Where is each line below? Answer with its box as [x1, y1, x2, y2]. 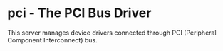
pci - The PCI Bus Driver [7, 5, 152, 21]
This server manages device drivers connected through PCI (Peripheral [7, 28, 217, 37]
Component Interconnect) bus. [7, 35, 98, 44]
